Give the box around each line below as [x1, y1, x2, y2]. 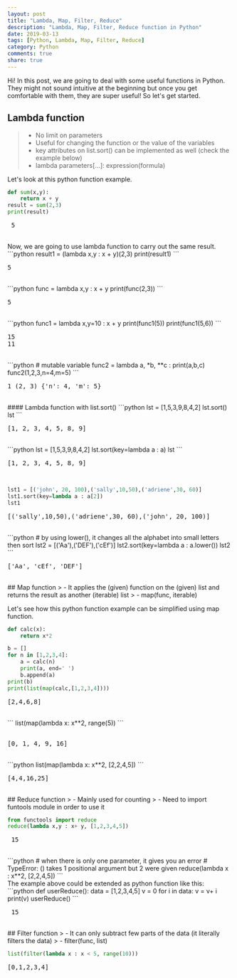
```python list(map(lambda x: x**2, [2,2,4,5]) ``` [7, 760, 144, 769]
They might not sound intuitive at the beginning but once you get [7, 83, 198, 92]
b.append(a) [20, 671, 56, 679]
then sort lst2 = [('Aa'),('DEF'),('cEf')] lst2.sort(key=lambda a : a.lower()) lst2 [7, 541, 231, 549]
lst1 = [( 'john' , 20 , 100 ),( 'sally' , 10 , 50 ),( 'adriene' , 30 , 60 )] [7, 487, 202, 494]
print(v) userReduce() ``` [7, 894, 79, 903]
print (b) [7, 678, 33, 685]
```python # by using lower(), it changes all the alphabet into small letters [7, 533, 219, 541]
